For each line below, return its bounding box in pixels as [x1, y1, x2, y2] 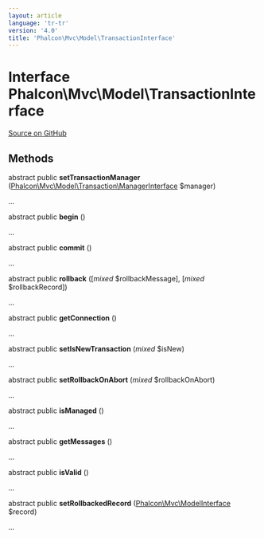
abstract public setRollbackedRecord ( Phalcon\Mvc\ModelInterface [8, 499, 231, 508]
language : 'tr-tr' [8, 19, 69, 27]
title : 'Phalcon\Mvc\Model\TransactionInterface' [8, 33, 177, 42]
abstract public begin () [8, 212, 86, 222]
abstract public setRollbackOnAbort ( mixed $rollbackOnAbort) [8, 375, 215, 384]
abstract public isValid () [8, 468, 89, 477]
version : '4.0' [8, 26, 59, 34]
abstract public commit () [8, 243, 92, 252]
